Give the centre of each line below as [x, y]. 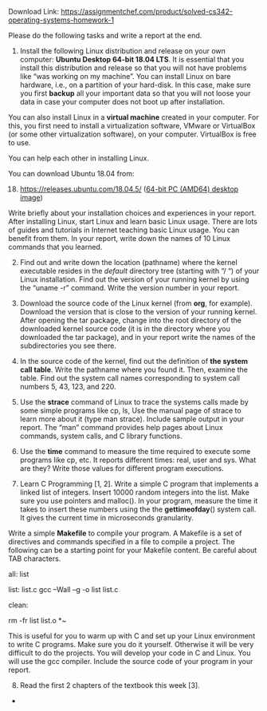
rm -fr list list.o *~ [37, 620]
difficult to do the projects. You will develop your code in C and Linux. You [130, 653]
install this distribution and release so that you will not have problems [133, 68]
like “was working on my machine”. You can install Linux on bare [125, 76]
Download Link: [34, 12]
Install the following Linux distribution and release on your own [122, 51]
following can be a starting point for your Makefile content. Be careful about [133, 550]
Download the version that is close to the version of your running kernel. [138, 312]
